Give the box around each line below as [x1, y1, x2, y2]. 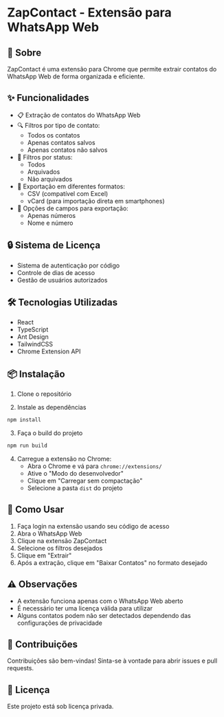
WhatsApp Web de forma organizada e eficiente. [7, 72, 146, 80]
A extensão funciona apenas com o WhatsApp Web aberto [16, 597, 183, 605]
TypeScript [16, 325, 49, 334]
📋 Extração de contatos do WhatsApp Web [16, 111, 141, 119]
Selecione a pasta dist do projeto [27, 484, 123, 492]
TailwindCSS [16, 340, 54, 349]
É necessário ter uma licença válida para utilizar [16, 604, 153, 613]
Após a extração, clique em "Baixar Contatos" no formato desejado [16, 558, 208, 566]
